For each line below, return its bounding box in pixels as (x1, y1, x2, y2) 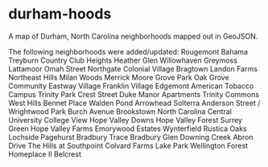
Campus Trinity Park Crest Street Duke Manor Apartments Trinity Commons (8, 89, 260, 99)
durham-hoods (8, 5, 112, 23)
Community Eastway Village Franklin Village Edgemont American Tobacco (8, 81, 254, 91)
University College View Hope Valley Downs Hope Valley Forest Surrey (8, 115, 243, 124)
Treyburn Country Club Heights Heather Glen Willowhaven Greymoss (8, 55, 237, 65)
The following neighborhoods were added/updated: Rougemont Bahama (8, 47, 248, 56)
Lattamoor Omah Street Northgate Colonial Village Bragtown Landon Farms (8, 63, 258, 73)
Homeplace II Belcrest (8, 149, 82, 159)
